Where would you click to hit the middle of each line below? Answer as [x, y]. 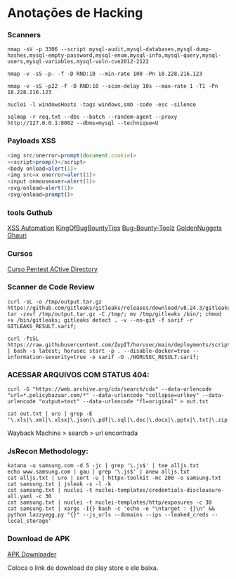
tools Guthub [30, 212]
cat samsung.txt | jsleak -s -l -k [59, 484]
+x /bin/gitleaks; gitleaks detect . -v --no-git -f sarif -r [100, 320]
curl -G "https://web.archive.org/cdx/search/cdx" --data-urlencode [110, 389]
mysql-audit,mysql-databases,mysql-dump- [150, 50]
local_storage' [29, 521]
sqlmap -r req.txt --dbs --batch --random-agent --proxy [92, 117]
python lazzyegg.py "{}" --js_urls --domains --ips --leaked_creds [108, 515]
